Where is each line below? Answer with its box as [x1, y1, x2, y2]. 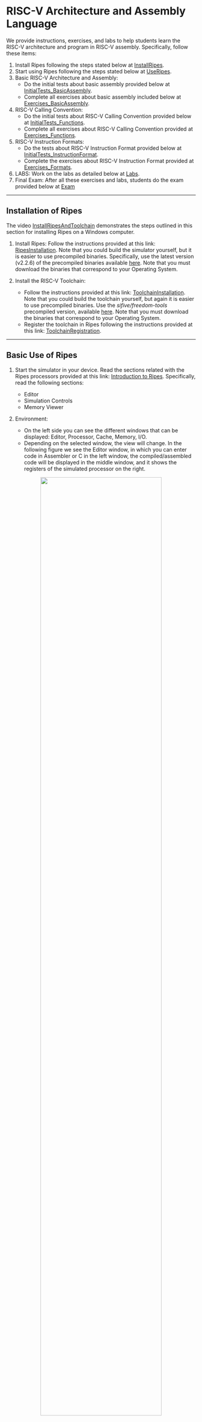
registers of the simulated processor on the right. [23, 465, 145, 472]
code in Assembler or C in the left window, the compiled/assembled [23, 452, 192, 460]
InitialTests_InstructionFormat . [23, 150, 99, 158]
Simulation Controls [23, 397, 73, 404]
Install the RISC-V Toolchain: [14, 277, 86, 284]
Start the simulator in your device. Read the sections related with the [14, 366, 185, 374]
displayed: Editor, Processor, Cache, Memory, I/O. [23, 433, 147, 440]
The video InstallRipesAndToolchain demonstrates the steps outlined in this [6, 221, 193, 229]
